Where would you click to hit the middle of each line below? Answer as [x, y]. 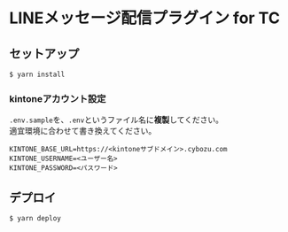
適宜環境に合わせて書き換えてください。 [83, 131]
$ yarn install [37, 74]
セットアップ [44, 54]
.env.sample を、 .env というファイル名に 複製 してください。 [117, 120]
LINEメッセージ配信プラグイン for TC [145, 18]
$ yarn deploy [35, 218]
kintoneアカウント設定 [58, 98]
